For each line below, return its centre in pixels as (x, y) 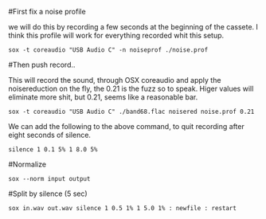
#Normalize (27, 164)
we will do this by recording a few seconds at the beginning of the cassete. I (133, 27)
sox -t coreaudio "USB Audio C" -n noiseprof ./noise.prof (108, 50)
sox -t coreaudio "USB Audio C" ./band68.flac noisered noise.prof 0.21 (131, 111)
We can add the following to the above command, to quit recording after (126, 126)
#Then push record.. (42, 65)
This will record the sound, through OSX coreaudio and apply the (115, 80)
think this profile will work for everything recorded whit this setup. (116, 35)
